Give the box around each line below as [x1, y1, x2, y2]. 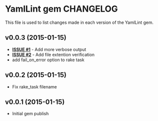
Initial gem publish [12, 111, 49, 117]
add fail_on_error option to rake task [12, 57, 85, 63]
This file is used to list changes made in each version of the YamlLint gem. [5, 19, 154, 25]
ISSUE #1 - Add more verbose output [12, 46, 87, 52]
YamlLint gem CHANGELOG [5, 3, 118, 15]
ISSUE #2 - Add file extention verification [12, 52, 95, 57]
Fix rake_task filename [12, 84, 57, 89]
